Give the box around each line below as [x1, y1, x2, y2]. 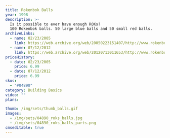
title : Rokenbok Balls [5, 7, 53, 13]
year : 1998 [5, 12, 28, 17]
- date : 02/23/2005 [10, 59, 51, 64]
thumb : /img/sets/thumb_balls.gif [5, 106, 78, 112]
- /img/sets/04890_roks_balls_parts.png [10, 120, 96, 125]
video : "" [5, 92, 26, 97]
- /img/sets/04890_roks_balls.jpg [10, 116, 82, 121]
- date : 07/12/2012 [10, 69, 51, 74]
